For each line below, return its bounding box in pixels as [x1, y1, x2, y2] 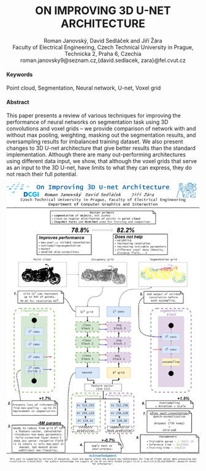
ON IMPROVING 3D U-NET [35, 4, 171, 18]
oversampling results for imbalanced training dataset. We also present [6, 138, 183, 145]
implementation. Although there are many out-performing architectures [6, 151, 186, 158]
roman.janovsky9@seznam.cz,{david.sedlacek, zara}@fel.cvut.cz [20, 56, 186, 64]
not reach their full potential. [6, 170, 78, 178]
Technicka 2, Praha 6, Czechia [64, 50, 142, 57]
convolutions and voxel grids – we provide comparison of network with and [6, 125, 196, 132]
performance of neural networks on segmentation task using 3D [6, 118, 169, 126]
